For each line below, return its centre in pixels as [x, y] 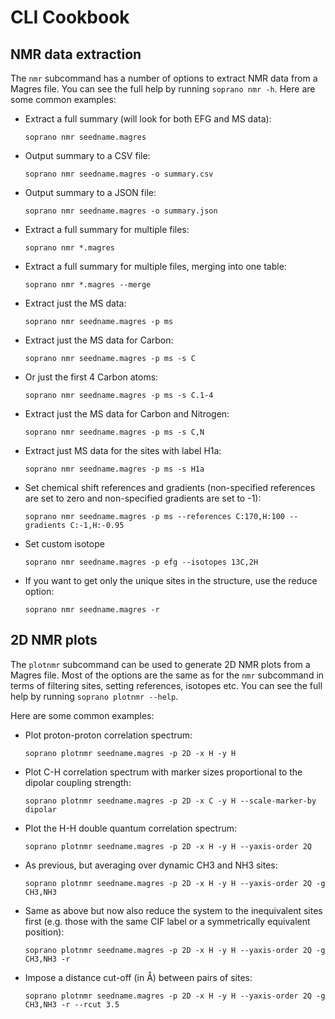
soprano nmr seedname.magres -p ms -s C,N [114, 432]
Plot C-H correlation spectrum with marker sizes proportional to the [163, 772]
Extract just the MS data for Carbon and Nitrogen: [127, 414]
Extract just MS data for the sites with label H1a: [123, 450]
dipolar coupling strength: [78, 782]
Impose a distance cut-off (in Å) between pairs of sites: [138, 977]
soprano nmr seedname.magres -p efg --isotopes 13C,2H [141, 562]
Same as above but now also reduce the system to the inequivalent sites [173, 910]
